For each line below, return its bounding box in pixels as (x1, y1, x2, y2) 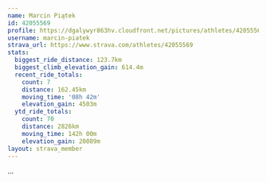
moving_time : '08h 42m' (22, 93, 101, 101)
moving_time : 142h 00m (22, 130, 97, 137)
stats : (7, 48, 29, 56)
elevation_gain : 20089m (22, 137, 101, 145)
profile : (7, 26, 37, 34)
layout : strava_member (7, 145, 83, 153)
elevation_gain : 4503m (22, 100, 97, 108)
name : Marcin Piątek (7, 11, 77, 20)
